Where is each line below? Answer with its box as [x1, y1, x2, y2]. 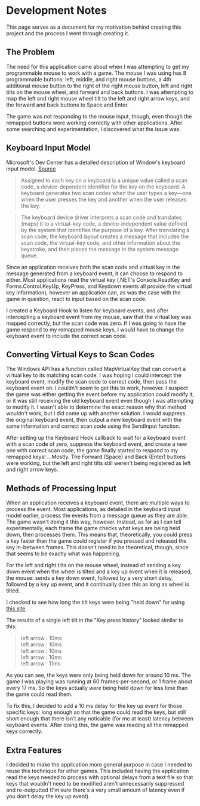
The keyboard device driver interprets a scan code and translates [20, 214, 182, 221]
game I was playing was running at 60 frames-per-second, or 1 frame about [6, 678, 193, 685]
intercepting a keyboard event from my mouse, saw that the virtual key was [6, 313, 192, 320]
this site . [6, 605, 27, 612]
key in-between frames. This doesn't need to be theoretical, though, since [6, 544, 189, 551]
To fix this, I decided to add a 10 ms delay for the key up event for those [6, 702, 183, 710]
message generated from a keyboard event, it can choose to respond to [6, 270, 183, 277]
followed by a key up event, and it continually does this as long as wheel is [6, 581, 189, 588]
